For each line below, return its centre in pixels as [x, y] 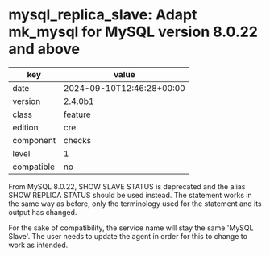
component [34, 140]
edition [25, 127]
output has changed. [43, 212]
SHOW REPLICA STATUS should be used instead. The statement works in [130, 195]
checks [77, 140]
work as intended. [38, 245]
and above [44, 49]
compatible [33, 167]
